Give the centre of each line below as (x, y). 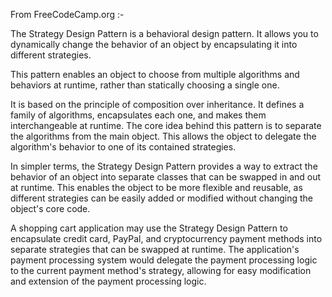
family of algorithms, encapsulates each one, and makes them (138, 115)
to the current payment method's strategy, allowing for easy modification (161, 270)
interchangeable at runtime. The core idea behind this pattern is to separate (166, 125)
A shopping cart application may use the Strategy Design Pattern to (149, 228)
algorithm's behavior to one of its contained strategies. (123, 147)
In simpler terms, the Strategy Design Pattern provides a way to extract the (164, 166)
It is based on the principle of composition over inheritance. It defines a (157, 104)
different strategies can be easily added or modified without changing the (162, 198)
